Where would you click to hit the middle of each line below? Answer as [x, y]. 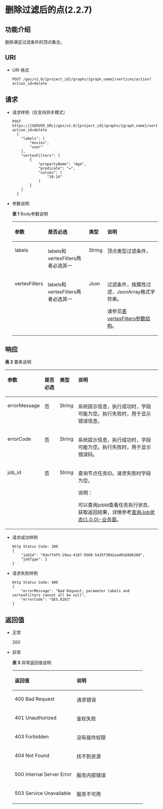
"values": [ [50, 172]
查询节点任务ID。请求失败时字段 [114, 473]
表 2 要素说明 [18, 362]
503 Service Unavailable [43, 793]
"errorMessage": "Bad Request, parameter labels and [75, 591]
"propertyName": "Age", [62, 164]
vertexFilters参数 [126, 318]
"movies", [40, 143]
